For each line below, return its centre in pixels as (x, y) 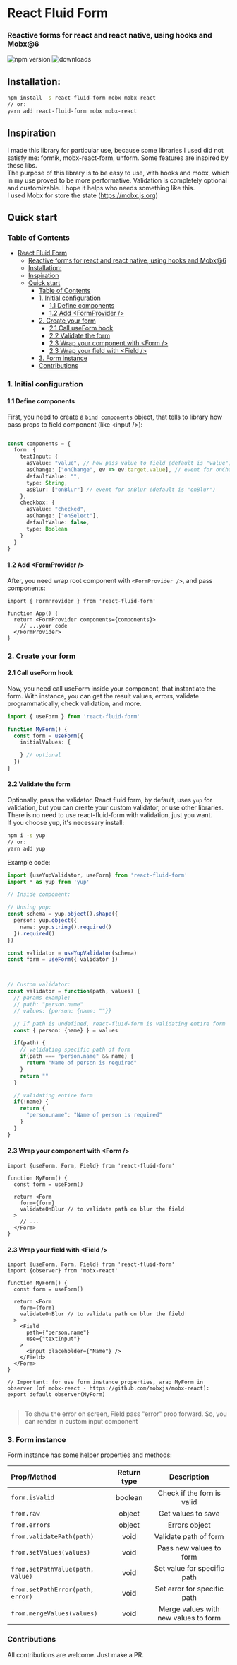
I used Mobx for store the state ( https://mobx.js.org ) (83, 195)
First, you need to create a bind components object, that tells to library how (115, 417)
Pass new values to (189, 1548)
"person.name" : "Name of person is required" (94, 1115)
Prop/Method (34, 1477)
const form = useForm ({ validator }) (63, 960)
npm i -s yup (26, 836)
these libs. (22, 165)
